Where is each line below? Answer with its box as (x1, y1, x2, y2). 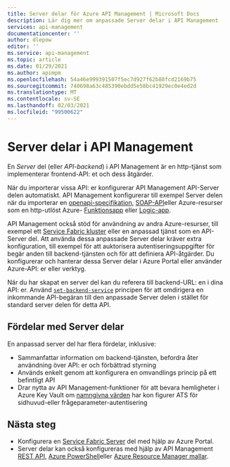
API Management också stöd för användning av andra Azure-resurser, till (7, 219, 219, 228)
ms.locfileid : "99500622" (7, 108, 83, 116)
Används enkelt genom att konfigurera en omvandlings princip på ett (17, 368, 217, 377)
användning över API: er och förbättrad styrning (17, 361, 157, 369)
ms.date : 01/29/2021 (7, 63, 68, 70)
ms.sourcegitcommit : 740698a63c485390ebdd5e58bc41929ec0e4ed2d (7, 82, 197, 89)
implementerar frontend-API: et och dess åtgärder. (7, 170, 153, 178)
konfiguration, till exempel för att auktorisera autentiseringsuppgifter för (7, 242, 215, 250)
